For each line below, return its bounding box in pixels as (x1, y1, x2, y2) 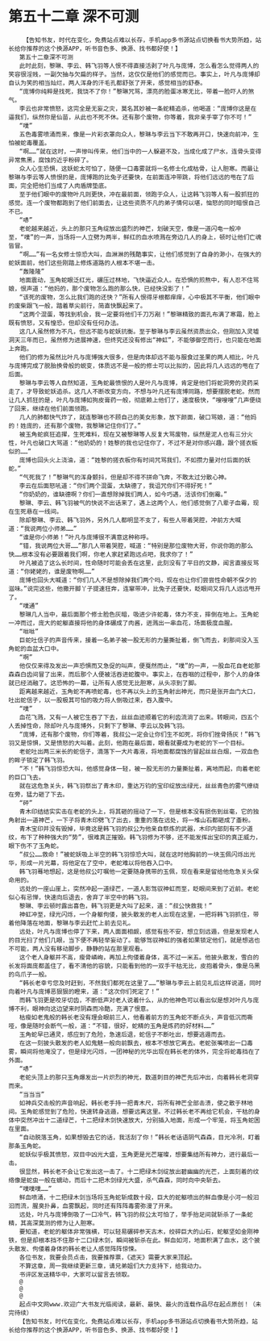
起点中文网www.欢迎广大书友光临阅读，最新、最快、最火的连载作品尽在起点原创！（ (19, 1300, 256, 1308)
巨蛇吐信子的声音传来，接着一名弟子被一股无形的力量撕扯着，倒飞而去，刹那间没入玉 (19, 636, 260, 644)
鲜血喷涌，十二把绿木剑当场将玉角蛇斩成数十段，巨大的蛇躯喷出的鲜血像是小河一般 (19, 1193, 254, 1201)
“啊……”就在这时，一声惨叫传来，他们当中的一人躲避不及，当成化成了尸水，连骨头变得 (19, 147, 262, 156)
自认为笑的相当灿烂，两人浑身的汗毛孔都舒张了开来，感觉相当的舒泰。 (8, 78, 207, 87)
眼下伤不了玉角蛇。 (8, 842, 63, 850)
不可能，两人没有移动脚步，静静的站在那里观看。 (8, 945, 147, 953)
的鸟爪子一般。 (8, 970, 51, 979)
